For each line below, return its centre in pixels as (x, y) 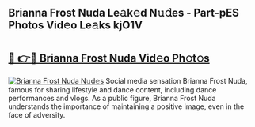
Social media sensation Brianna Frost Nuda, (177, 81)
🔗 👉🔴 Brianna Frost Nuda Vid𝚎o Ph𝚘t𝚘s (109, 58)
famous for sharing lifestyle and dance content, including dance (112, 90)
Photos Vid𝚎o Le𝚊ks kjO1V (75, 26)
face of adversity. (37, 115)
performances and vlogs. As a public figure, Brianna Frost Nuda (112, 98)
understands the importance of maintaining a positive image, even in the (126, 106)
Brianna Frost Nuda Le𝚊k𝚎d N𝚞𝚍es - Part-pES (124, 13)
